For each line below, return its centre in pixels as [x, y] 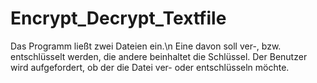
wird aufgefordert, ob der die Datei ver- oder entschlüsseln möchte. [150, 67]
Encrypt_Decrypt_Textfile [118, 18]
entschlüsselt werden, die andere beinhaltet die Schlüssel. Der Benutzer [159, 56]
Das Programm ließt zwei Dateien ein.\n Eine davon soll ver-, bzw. [146, 46]
